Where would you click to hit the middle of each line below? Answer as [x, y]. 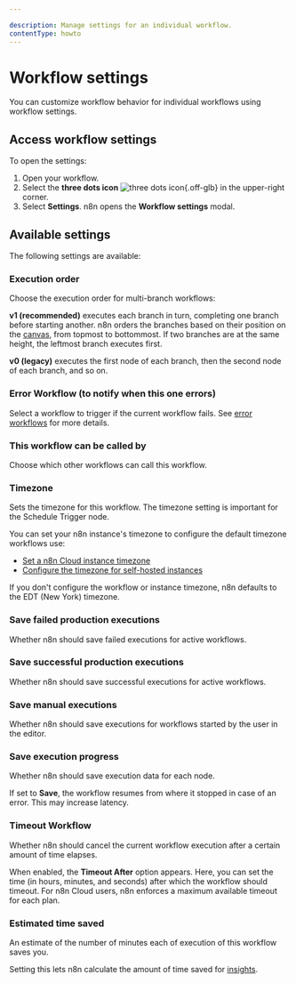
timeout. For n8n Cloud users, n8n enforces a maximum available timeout [143, 890]
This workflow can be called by [78, 446]
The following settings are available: [75, 256]
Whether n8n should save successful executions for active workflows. [138, 681]
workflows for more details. [59, 423]
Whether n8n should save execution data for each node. [112, 776]
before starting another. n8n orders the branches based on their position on [148, 325]
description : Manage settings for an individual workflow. [121, 25]
